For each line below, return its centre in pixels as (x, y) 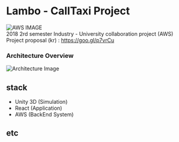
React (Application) (38, 108)
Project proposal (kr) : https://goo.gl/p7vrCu (60, 40)
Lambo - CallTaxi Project (68, 11)
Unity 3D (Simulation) (41, 102)
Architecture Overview (40, 55)
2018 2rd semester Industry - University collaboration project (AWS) (90, 33)
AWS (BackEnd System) (44, 115)
